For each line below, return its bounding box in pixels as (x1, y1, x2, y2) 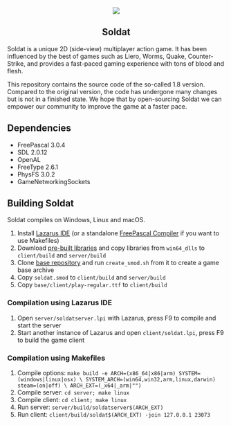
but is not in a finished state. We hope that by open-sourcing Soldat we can (7, 95, 223, 103)
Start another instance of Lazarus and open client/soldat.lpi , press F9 (17, 328, 224, 336)
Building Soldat (7, 197, 75, 210)
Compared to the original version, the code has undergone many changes (7, 87, 218, 96)
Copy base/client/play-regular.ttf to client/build (17, 280, 167, 289)
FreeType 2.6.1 (17, 163, 59, 171)
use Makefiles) (17, 237, 60, 245)
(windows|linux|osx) (17, 377, 77, 383)
